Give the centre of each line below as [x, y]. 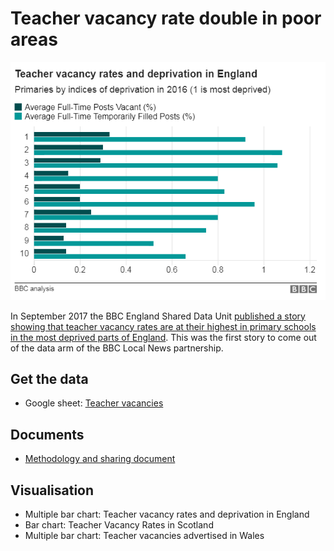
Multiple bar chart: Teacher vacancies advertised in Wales [144, 536]
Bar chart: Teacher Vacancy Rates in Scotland [119, 525]
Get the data [49, 378]
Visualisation [52, 490]
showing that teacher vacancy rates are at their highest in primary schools [163, 326]
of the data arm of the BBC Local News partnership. [117, 348]
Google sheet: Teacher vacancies [94, 403]
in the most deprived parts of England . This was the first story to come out [163, 337]
